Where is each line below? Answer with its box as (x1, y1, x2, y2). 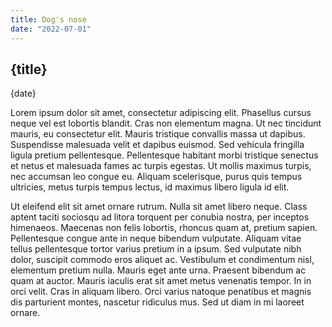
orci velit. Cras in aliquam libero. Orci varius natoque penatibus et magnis (10, 286, 312, 298)
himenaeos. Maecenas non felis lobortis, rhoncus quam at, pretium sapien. (10, 222, 318, 234)
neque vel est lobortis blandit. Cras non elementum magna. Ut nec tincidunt (10, 117, 322, 130)
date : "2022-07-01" (10, 24, 92, 34)
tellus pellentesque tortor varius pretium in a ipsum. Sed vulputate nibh (10, 243, 302, 255)
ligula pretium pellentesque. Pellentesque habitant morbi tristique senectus (10, 149, 319, 161)
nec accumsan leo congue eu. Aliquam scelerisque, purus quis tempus (10, 171, 303, 183)
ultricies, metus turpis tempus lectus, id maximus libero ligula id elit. (10, 181, 290, 193)
